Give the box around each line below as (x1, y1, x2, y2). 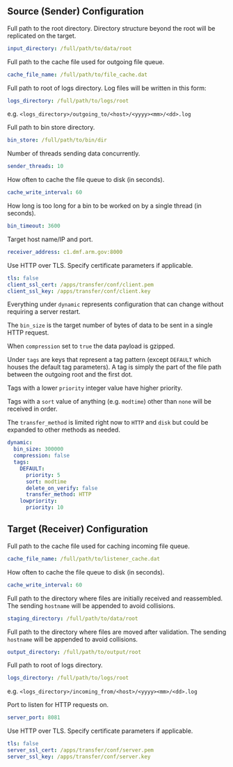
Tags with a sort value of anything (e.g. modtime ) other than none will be (7, 397, 212, 406)
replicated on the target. (7, 31, 77, 40)
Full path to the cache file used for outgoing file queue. (7, 57, 165, 66)
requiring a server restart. (7, 307, 81, 316)
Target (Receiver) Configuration (7, 523, 148, 536)
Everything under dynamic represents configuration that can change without (7, 300, 224, 309)
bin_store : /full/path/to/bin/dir (7, 137, 108, 144)
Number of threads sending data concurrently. (7, 149, 140, 158)
